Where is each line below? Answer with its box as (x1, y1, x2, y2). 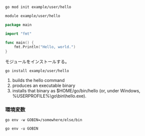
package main (5, 22, 32, 27)
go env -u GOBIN (5, 126, 38, 131)
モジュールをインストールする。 (5, 59, 70, 65)
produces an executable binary (12, 82, 75, 88)
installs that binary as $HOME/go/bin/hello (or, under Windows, (12, 88, 141, 93)
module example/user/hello (5, 13, 60, 18)
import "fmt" (5, 31, 32, 36)
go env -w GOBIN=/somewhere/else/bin (5, 118, 83, 123)
